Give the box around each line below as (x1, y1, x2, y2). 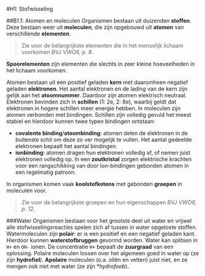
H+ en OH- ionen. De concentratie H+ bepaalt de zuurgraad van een (6, 243, 174, 250)
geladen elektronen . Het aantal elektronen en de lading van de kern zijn (6, 85, 188, 92)
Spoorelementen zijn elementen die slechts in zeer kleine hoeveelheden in (6, 61, 195, 67)
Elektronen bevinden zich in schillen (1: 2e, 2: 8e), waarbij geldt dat (6, 98, 176, 105)
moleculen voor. (6, 187, 47, 194)
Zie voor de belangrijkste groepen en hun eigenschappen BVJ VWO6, (21, 199, 197, 206)
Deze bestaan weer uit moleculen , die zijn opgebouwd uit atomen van (6, 24, 184, 31)
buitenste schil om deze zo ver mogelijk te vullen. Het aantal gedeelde (15, 136, 192, 143)
